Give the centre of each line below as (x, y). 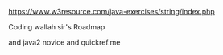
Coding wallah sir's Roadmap (57, 27)
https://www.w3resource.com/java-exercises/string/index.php (111, 12)
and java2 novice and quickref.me (64, 42)
